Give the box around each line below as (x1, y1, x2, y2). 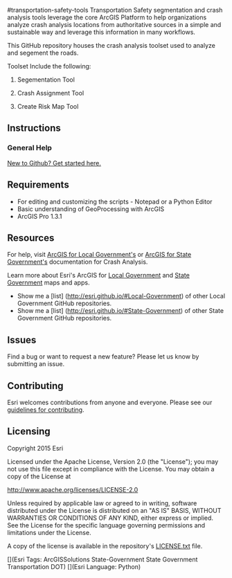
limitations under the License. (7, 528, 91, 536)
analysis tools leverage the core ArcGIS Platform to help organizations (7, 13, 207, 21)
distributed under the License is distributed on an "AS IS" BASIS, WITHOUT (7, 506, 222, 514)
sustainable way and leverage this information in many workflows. (7, 28, 196, 36)
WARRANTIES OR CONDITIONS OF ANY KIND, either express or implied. (7, 514, 213, 522)
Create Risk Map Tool (17, 102, 79, 110)
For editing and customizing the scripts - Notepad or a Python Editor (17, 197, 213, 206)
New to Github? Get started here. (7, 159, 102, 167)
